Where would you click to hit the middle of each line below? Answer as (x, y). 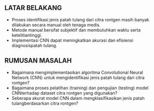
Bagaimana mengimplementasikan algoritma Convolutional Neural (77, 72)
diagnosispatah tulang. (34, 45)
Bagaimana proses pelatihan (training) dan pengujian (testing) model (80, 88)
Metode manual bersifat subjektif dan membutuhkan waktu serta (76, 30)
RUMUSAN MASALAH (38, 61)
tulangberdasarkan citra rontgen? (45, 103)
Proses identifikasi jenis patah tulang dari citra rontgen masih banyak (80, 19)
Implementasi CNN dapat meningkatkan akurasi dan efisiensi (72, 40)
